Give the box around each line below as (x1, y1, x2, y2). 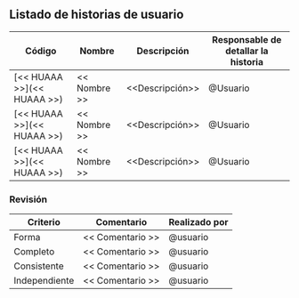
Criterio (27, 216, 61, 229)
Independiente (13, 275, 75, 287)
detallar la (225, 44, 269, 57)
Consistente (13, 260, 64, 272)
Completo (13, 246, 55, 258)
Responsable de (212, 33, 282, 45)
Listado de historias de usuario (9, 7, 184, 22)
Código (25, 44, 57, 57)
